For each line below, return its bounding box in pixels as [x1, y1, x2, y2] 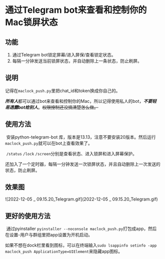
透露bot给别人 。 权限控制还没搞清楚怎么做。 [9, 104, 99, 110]
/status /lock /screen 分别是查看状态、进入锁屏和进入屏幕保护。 [6, 150, 137, 156]
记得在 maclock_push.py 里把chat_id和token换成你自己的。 [5, 87, 121, 93]
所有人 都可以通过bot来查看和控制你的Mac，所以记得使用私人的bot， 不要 [5, 98, 153, 104]
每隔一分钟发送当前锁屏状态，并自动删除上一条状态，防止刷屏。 [12, 58, 142, 64]
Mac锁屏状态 [5, 17, 58, 28]
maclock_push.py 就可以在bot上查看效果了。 [5, 140, 93, 146]
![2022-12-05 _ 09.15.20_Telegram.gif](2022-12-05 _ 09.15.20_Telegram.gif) [5, 196, 158, 202]
